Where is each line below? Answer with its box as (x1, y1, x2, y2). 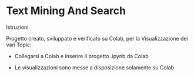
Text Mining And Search (6, 4, 126, 18)
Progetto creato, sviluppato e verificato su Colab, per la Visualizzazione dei (6, 35, 188, 42)
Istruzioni (6, 24, 29, 31)
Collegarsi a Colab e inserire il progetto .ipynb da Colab (14, 52, 149, 59)
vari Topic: (6, 41, 32, 48)
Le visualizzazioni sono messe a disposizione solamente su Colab (14, 63, 175, 71)
